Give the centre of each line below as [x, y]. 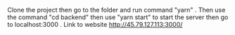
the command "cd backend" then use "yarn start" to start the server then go [118, 17]
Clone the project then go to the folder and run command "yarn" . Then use [116, 10]
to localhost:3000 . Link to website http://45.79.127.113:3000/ [95, 24]
